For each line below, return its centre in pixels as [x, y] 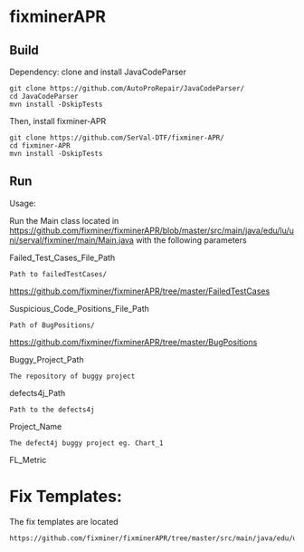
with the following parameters [191, 240]
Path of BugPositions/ [52, 325]
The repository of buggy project [72, 376]
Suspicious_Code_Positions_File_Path [79, 308]
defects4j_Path [38, 392]
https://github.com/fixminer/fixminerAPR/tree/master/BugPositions [133, 342]
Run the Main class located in [64, 220]
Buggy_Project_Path [47, 359]
